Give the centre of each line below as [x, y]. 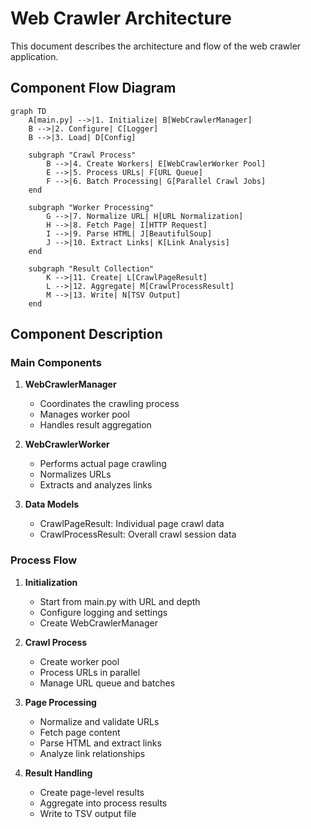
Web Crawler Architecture [121, 18]
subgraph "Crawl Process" [82, 155]
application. [34, 56]
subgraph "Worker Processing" [91, 207]
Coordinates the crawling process [109, 404]
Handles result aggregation [95, 425]
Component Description [86, 334]
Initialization [51, 582]
